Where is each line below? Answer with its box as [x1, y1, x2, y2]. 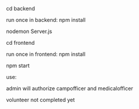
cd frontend [6, 39, 35, 46]
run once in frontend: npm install [6, 51, 86, 58]
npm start [6, 62, 30, 69]
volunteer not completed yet [6, 97, 75, 103]
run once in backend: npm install [6, 16, 86, 23]
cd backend [6, 5, 35, 12]
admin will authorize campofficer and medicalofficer [6, 85, 133, 92]
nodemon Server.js [6, 28, 52, 35]
